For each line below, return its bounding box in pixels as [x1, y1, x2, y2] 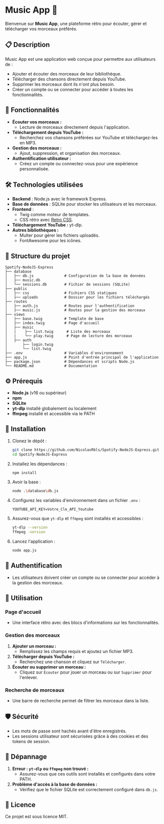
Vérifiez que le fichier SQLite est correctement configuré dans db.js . [19, 786, 158, 792]
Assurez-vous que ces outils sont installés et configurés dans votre [19, 771, 156, 776]
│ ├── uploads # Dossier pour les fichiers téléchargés [5, 295, 150, 300]
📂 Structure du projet [5, 252, 70, 260]
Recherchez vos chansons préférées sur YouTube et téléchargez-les [19, 134, 158, 140]
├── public [5, 286, 27, 291]
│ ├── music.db [5, 278, 41, 283]
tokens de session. [12, 738, 50, 744]
